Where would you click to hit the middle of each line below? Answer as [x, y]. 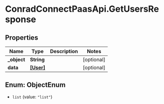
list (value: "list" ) [32, 97]
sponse [21, 19]
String [37, 60]
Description [64, 51]
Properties [22, 38]
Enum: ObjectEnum [35, 85]
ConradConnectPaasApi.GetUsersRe [82, 9]
